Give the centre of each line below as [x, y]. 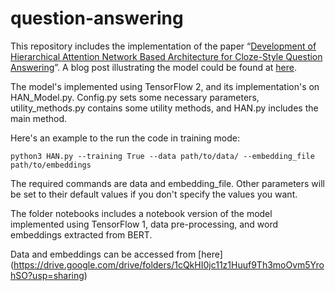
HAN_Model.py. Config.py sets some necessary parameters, [135, 97]
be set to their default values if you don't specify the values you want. [154, 194]
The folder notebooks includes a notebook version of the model [141, 213]
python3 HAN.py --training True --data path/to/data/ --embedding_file [162, 156]
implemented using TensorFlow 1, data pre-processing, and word [144, 224]
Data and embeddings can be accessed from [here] [116, 254]
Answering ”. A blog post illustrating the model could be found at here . [153, 67]
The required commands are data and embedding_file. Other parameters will [167, 183]
